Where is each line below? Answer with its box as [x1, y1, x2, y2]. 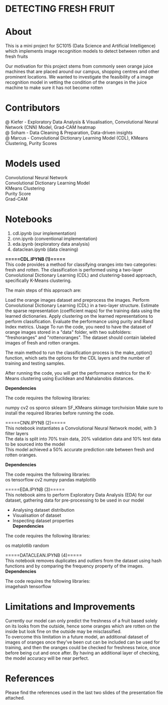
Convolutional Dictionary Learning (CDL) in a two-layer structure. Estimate [5, 302, 159, 308]
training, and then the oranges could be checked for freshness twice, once [5, 644, 160, 650]
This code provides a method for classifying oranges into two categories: [5, 261, 157, 267]
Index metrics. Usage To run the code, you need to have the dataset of [5, 323, 152, 330]
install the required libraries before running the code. [5, 410, 115, 416]
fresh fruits [5, 53, 28, 59]
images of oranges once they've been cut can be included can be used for [5, 639, 160, 645]
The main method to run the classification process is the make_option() [5, 349, 152, 356]
